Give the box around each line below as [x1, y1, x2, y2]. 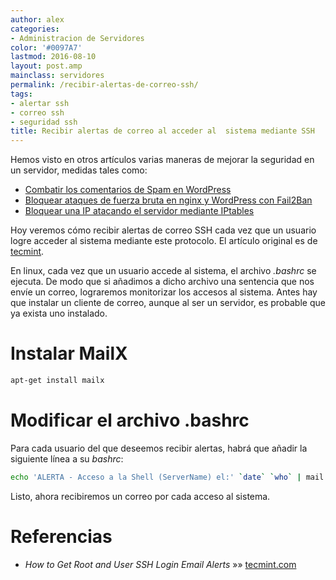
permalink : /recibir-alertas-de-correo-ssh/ [10, 80, 199, 90]
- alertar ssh [10, 98, 70, 108]
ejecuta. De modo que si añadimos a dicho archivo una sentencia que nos [10, 276, 315, 288]
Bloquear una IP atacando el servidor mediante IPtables [24, 205, 255, 217]
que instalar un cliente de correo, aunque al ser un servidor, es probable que [10, 297, 326, 309]
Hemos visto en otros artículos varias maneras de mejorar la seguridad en [10, 154, 315, 166]
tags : [10, 89, 33, 99]
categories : [10, 24, 60, 34]
